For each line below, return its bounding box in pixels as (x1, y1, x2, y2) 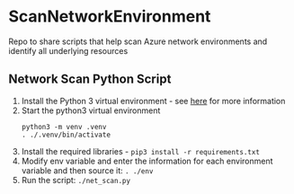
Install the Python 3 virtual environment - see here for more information (21, 95, 286, 106)
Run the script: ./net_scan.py (21, 174, 131, 185)
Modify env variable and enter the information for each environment (21, 155, 273, 166)
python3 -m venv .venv (21, 122, 107, 131)
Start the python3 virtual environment (21, 105, 161, 116)
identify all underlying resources (8, 45, 129, 56)
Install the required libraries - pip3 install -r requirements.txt (21, 145, 260, 156)
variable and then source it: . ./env (21, 164, 154, 176)
